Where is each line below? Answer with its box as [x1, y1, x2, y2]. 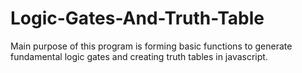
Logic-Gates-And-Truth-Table [10, 7, 265, 30]
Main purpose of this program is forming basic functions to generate [10, 40, 293, 52]
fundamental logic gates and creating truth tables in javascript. [10, 50, 268, 62]
